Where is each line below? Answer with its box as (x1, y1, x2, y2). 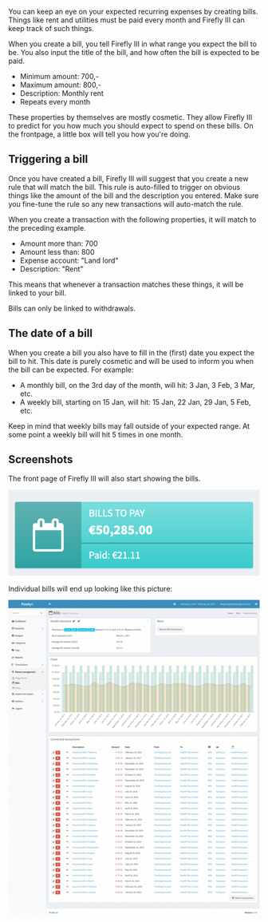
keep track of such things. (8, 24, 94, 33)
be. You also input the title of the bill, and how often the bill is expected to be (8, 48, 260, 57)
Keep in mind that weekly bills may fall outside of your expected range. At (8, 421, 250, 430)
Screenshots (8, 453, 73, 466)
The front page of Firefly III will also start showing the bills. (8, 474, 201, 484)
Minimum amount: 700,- (19, 72, 100, 81)
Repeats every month (19, 97, 90, 106)
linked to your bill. (8, 287, 67, 298)
